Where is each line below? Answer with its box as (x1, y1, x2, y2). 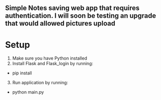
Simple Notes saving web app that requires (5, 4, 140, 12)
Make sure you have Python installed (12, 55, 87, 61)
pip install (12, 70, 32, 76)
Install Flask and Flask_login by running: (12, 61, 94, 67)
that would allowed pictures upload (5, 19, 116, 28)
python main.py (12, 89, 44, 95)
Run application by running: (12, 80, 68, 86)
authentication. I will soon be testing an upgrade (5, 12, 157, 20)
